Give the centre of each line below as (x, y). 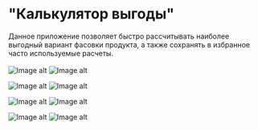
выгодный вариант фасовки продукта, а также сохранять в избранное (129, 44)
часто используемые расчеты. (61, 53)
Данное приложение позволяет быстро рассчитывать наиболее (119, 36)
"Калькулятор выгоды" (92, 14)
